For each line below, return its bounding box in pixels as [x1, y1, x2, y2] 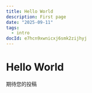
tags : [6, 24, 19, 31]
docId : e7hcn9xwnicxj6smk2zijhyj [6, 35, 87, 41]
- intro [11, 30, 30, 36]
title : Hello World [6, 8, 54, 15]
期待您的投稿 [6, 80, 37, 87]
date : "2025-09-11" [6, 19, 54, 25]
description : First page [6, 14, 66, 20]
